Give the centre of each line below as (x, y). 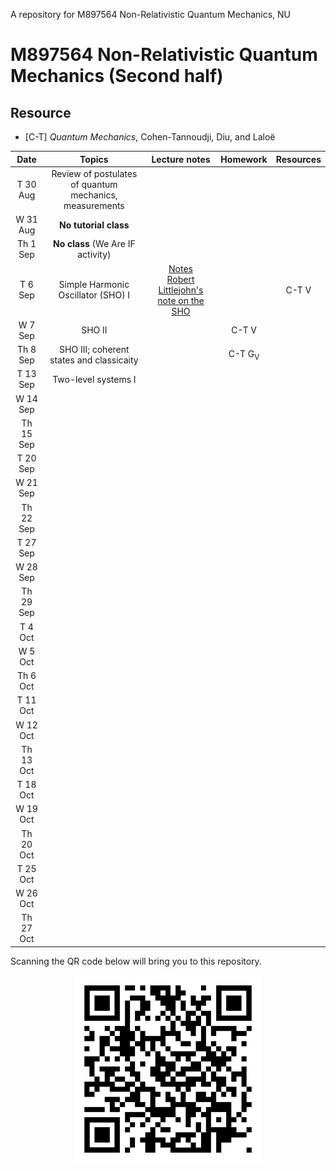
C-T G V (244, 354)
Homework (244, 159)
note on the (181, 300)
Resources (298, 159)
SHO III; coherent (94, 349)
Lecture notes (181, 159)
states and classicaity (94, 360)
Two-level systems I (94, 379)
